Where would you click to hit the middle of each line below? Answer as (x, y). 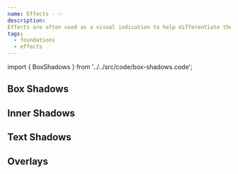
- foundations (34, 40)
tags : (15, 34)
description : (27, 21)
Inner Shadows (41, 113)
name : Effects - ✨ (35, 14)
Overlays (28, 161)
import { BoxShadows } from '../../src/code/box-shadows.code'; (100, 67)
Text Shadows (40, 138)
